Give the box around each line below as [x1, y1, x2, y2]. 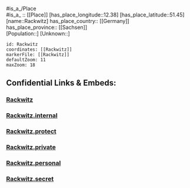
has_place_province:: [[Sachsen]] [6, 24, 88, 31]
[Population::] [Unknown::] [6, 30, 71, 37]
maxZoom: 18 [6, 62, 35, 68]
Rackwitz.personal [6, 159, 61, 167]
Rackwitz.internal [6, 111, 58, 120]
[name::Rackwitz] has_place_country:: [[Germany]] [6, 18, 129, 24]
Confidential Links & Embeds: [6, 78, 116, 88]
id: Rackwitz [6, 41, 38, 47]
